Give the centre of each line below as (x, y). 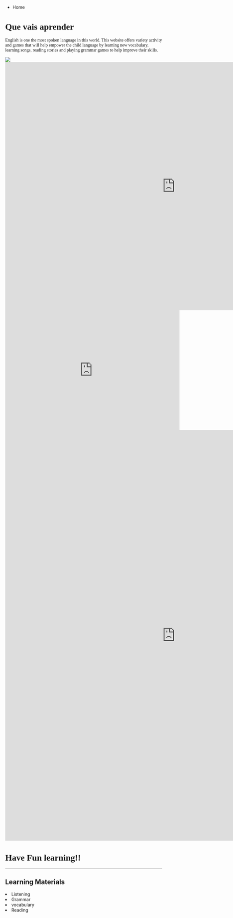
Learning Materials (35, 882)
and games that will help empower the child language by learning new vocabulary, (77, 45)
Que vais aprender (40, 27)
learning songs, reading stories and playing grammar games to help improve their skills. (82, 50)
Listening (21, 894)
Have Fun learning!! (43, 858)
